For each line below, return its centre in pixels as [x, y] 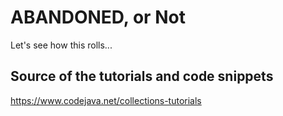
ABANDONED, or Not [98, 17]
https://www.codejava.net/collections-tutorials [106, 100]
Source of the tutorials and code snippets [142, 76]
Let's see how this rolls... [61, 45]
